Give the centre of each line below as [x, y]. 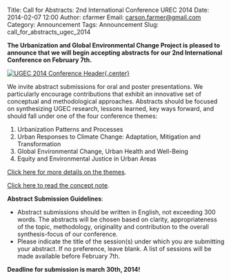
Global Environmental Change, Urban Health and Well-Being [102, 151]
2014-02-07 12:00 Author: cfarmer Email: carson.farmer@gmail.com [104, 17]
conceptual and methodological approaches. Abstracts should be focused [112, 101]
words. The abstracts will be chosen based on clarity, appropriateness [117, 219]
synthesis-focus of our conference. [68, 234]
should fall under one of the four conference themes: [82, 116]
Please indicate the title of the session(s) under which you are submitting [121, 241]
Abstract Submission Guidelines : [55, 199]
